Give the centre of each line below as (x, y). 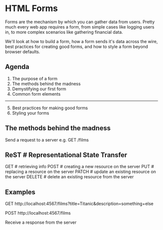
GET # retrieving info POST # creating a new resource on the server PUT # (80, 167)
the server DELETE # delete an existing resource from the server (70, 177)
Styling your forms (31, 113)
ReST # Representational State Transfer (66, 155)
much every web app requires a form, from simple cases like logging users (80, 27)
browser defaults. (23, 52)
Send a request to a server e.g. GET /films (47, 140)
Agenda (17, 67)
